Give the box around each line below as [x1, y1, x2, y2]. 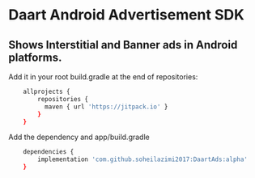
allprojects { [23, 87, 70, 95]
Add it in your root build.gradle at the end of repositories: [8, 72, 198, 82]
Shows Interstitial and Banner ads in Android [8, 38, 238, 52]
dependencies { [23, 148, 74, 156]
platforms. [8, 50, 62, 64]
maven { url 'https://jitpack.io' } [44, 103, 168, 111]
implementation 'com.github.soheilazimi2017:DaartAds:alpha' [37, 155, 249, 163]
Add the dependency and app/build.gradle [8, 132, 150, 142]
